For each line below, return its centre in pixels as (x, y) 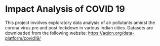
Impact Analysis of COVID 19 (65, 9)
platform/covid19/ (23, 38)
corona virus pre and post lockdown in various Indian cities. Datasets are (79, 27)
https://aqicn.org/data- (111, 33)
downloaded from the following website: (46, 33)
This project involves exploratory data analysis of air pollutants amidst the (80, 23)
